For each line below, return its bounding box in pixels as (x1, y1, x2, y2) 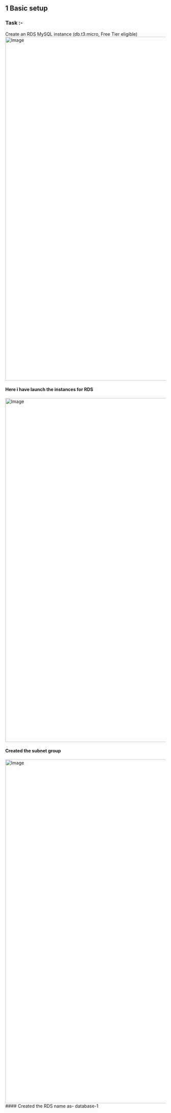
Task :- (5, 19, 23, 26)
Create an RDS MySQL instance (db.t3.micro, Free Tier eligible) (5, 31, 138, 37)
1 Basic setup (5, 4, 48, 13)
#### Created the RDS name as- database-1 (5, 1103, 99, 1109)
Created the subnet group (5, 748, 61, 754)
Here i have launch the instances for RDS (5, 387, 93, 393)
